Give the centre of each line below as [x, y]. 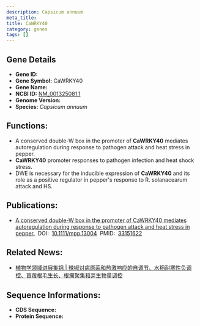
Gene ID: [26, 74]
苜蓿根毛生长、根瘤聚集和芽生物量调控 [74, 275]
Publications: [32, 206]
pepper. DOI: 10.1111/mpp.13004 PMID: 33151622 [79, 233]
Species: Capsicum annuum [51, 106]
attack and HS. [34, 186]
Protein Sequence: [39, 316]
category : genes [27, 29]
